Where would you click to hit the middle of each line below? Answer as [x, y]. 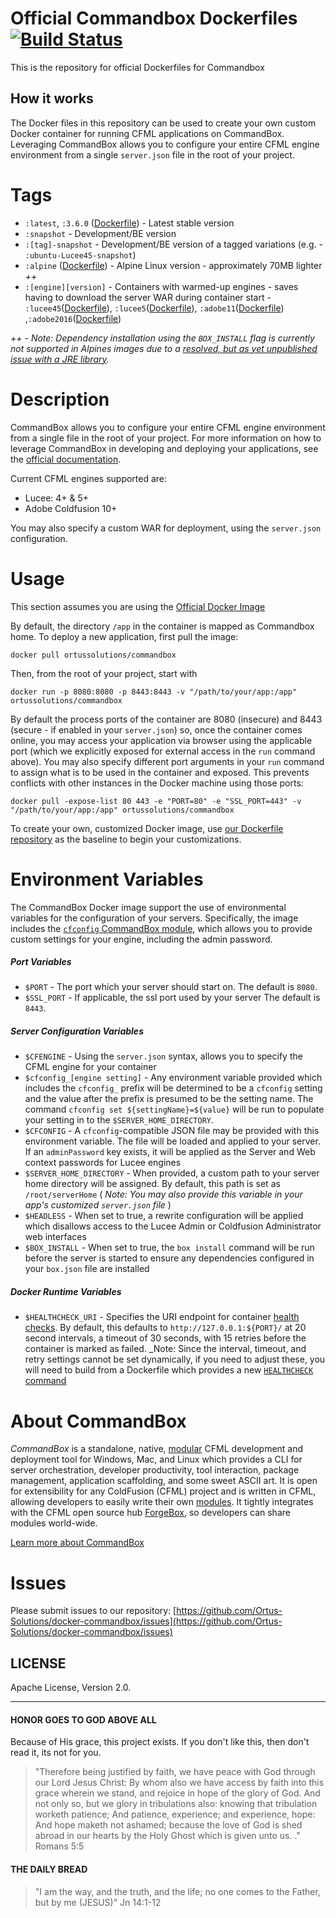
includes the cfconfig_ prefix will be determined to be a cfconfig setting [173, 1088]
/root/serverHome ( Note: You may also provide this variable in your [163, 1194]
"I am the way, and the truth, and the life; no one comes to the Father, [177, 1891]
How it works [52, 98]
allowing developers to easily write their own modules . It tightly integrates [162, 1502]
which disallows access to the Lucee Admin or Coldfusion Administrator [173, 1226]
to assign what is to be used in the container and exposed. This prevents [160, 772]
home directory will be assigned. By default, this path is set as [152, 1184]
